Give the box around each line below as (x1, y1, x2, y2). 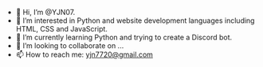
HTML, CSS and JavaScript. (15, 24, 108, 33)
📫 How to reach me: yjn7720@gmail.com (15, 50, 154, 59)
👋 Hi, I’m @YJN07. (15, 8, 76, 17)
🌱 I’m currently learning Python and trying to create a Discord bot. (15, 32, 233, 42)
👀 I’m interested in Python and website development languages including (15, 16, 255, 25)
